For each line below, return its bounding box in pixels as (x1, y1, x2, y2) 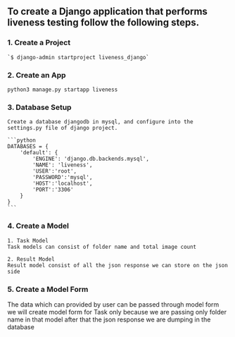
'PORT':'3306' (32, 186, 74, 193)
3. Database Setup (7, 102, 72, 112)
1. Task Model (7, 237, 49, 244)
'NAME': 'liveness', (32, 161, 93, 168)
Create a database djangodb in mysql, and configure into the (7, 118, 193, 125)
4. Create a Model (7, 221, 69, 231)
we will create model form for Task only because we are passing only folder (7, 307, 227, 316)
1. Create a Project (7, 38, 71, 48)
